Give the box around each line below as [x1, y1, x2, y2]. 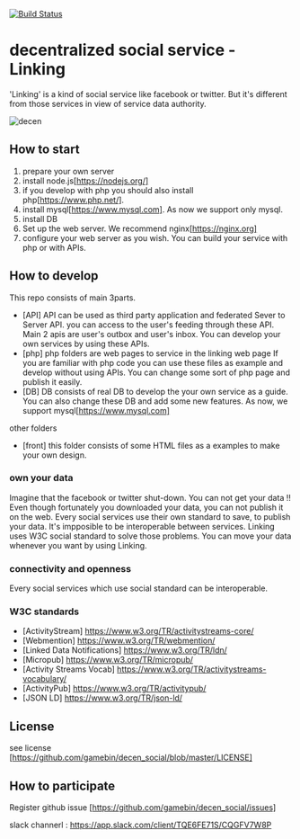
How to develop [9, 268, 99, 283]
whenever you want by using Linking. [9, 540, 147, 550]
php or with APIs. [22, 242, 87, 253]
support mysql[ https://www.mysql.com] [22, 405, 171, 415]
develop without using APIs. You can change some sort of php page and [22, 367, 290, 378]
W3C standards [9, 605, 79, 618]
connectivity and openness [9, 562, 132, 575]
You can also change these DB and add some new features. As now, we [22, 396, 288, 406]
